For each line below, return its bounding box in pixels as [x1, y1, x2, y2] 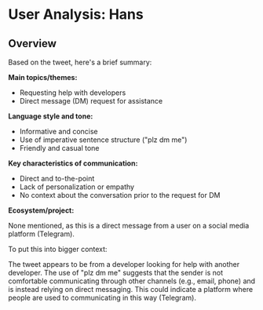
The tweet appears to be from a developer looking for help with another [8, 260, 240, 268]
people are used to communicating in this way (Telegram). [8, 293, 196, 302]
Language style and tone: [8, 111, 93, 121]
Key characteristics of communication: [8, 159, 138, 168]
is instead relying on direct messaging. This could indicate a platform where [8, 285, 254, 294]
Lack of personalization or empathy [19, 182, 135, 191]
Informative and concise [19, 127, 98, 136]
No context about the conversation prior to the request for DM [19, 191, 221, 199]
